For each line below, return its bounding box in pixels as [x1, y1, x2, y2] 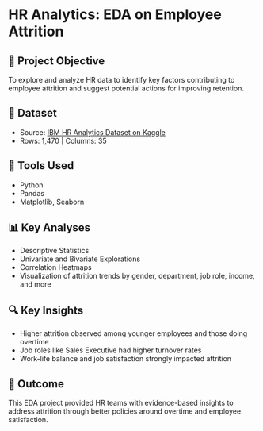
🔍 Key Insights [8, 303, 84, 317]
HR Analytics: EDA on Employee [8, 6, 222, 24]
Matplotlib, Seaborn [19, 197, 85, 206]
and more [19, 279, 51, 289]
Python [19, 180, 44, 190]
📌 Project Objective [8, 54, 105, 67]
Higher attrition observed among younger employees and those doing [19, 329, 248, 338]
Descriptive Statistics [19, 246, 90, 256]
